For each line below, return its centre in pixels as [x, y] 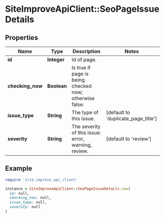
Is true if [81, 68]
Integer [56, 60]
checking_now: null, [30, 198]
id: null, [19, 193]
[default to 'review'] [129, 139]
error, [78, 139]
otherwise [83, 98]
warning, [82, 145]
